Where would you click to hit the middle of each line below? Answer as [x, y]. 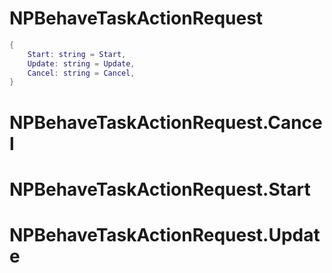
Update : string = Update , [81, 63]
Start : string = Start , [77, 54]
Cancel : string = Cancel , [81, 73]
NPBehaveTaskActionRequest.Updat [165, 234]
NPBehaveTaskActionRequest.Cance [166, 122]
